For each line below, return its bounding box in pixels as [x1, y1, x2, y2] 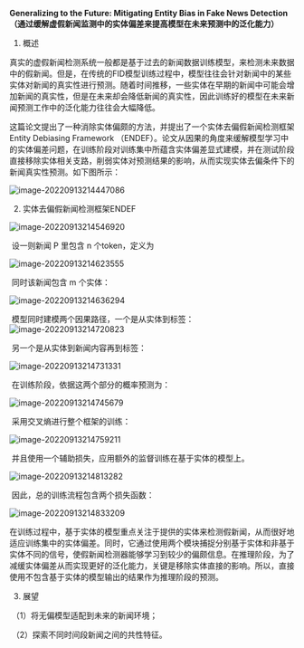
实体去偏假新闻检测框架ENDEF [22, 204, 137, 214]
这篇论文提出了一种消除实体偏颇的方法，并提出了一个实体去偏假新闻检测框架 [9, 121, 295, 132]
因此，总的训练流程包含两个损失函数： [11, 490, 155, 500]
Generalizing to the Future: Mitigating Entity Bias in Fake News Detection [9, 8, 288, 18]
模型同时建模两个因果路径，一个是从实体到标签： [11, 314, 195, 324]
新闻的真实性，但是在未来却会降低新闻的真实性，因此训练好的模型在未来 [16, 91, 287, 101]
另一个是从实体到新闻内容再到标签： [11, 343, 147, 353]
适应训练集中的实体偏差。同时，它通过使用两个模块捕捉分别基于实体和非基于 [9, 538, 295, 548]
